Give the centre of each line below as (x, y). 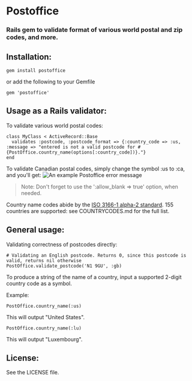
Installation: (29, 57)
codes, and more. (32, 37)
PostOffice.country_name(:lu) (44, 328)
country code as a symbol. (39, 283)
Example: (18, 295)
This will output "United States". (46, 317)
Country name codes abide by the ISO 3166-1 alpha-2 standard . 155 (90, 205)
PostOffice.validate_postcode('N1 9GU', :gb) (64, 266)
